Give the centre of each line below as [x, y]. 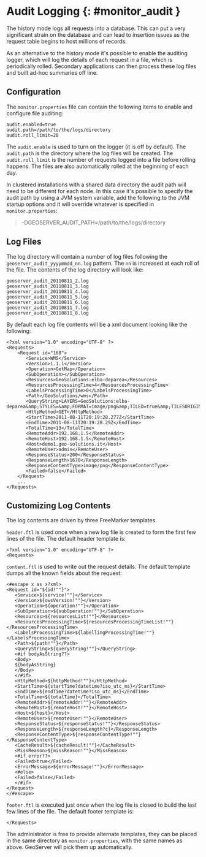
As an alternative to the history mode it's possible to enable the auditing [97, 53]
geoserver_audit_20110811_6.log [48, 302]
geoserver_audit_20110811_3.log [48, 286]
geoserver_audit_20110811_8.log [48, 313]
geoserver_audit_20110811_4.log [48, 291]
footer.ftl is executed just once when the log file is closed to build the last [102, 805]
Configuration [34, 92]
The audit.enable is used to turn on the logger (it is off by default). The [96, 147]
